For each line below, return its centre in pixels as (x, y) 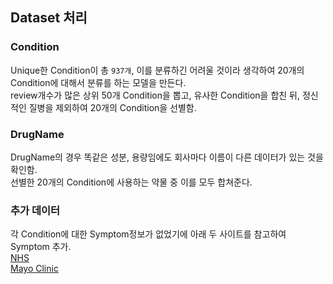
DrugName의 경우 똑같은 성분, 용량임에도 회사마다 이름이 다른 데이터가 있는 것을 (167, 157)
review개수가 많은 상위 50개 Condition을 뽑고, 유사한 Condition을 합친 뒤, (155, 95)
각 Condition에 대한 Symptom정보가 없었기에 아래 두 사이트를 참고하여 (148, 234)
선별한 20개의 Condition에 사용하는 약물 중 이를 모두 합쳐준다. (131, 182)
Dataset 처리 (49, 18)
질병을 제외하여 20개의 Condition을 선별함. (112, 107)
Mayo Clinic (34, 269)
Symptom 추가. (41, 247)
